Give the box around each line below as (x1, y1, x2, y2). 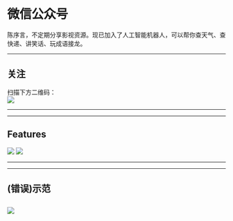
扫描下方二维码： (7, 88, 56, 96)
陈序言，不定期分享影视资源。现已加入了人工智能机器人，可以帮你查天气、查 (7, 31, 226, 39)
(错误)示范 (7, 182, 51, 195)
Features (7, 129, 46, 140)
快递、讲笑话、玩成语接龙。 (7, 39, 87, 47)
